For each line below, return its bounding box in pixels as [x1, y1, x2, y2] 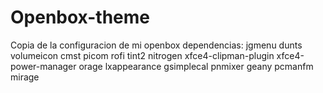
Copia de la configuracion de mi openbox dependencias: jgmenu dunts [10, 39, 303, 51]
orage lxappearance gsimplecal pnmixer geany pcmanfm [78, 60, 314, 72]
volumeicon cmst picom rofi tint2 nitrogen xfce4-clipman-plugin [10, 49, 275, 61]
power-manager [10, 60, 77, 72]
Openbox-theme [10, 6, 150, 29]
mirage [10, 71, 40, 83]
